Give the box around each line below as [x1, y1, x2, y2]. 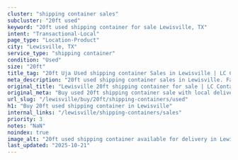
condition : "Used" [7, 57, 62, 64]
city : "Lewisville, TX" [7, 43, 78, 50]
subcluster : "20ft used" [7, 17, 81, 24]
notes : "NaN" [7, 122, 46, 130]
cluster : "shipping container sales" [7, 10, 119, 18]
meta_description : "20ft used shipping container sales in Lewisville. [7, 76, 223, 84]
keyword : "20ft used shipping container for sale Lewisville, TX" [7, 23, 208, 30]
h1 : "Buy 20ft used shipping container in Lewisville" [7, 103, 173, 110]
